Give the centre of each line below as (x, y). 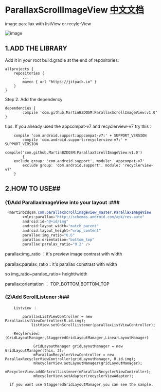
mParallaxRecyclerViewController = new (74, 355)
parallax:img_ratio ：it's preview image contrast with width (64, 254)
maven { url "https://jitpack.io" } (60, 82)
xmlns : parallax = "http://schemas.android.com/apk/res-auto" (84, 217)
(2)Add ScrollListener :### (37, 297)
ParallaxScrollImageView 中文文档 (75, 10)
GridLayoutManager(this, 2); (35, 350)
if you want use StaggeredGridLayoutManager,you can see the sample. (81, 384)
